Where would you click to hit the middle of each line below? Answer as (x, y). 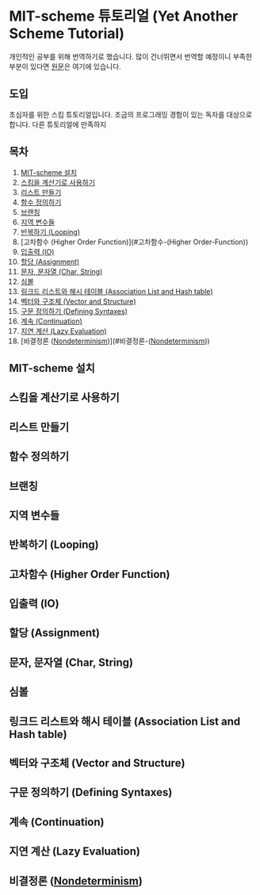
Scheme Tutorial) (67, 34)
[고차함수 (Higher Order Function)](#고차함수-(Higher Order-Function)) (134, 242)
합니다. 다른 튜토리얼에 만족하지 (58, 124)
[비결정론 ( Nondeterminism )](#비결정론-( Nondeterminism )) (115, 341)
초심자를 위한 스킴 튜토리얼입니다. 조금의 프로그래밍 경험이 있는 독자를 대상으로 (131, 114)
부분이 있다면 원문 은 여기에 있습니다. (65, 66)
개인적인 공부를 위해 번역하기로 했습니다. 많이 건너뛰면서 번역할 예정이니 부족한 (131, 56)
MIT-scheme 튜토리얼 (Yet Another (124, 16)
